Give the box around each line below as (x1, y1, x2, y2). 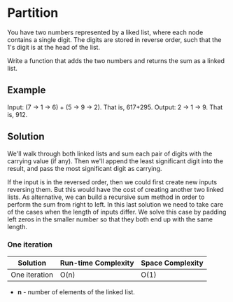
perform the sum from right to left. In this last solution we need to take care (7, 200, 224, 208)
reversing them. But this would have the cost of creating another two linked (7, 185, 224, 193)
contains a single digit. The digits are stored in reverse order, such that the (7, 35, 222, 43)
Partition (7, 5, 59, 21)
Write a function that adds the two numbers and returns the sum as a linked (7, 56, 225, 64)
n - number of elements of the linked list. (17, 287, 135, 296)
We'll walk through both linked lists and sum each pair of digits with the (7, 149, 213, 158)
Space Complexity (141, 258, 204, 268)
